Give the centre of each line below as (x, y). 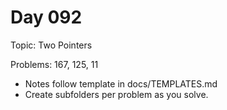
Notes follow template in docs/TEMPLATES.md (121, 83)
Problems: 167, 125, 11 (54, 64)
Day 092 (46, 17)
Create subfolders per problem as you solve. (116, 94)
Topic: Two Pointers (51, 45)
